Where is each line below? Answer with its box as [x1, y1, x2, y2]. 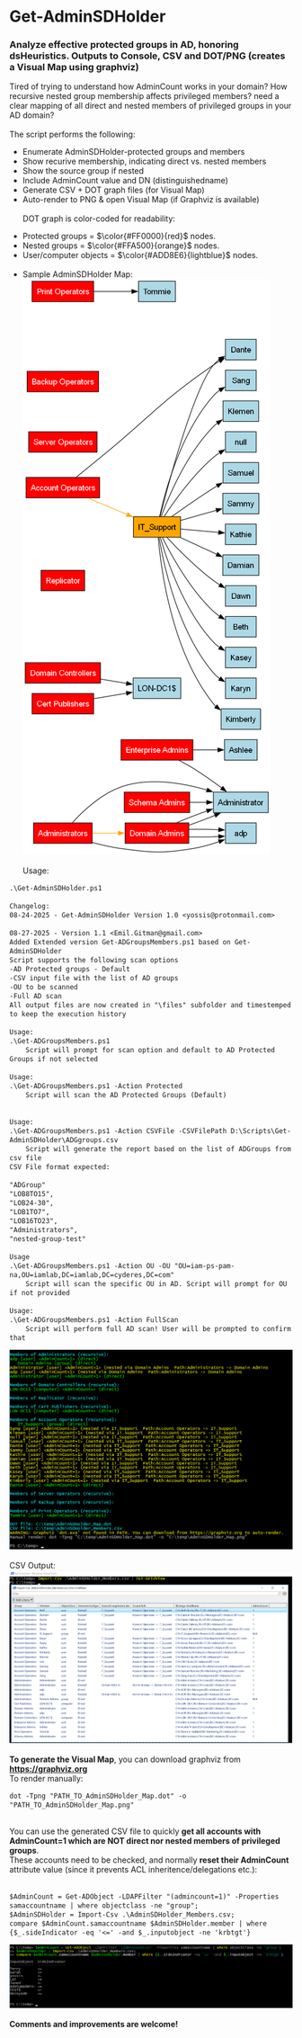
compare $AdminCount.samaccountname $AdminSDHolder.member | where [9, 1918, 268, 1928]
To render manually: [9, 1773, 84, 1783]
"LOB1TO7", [9, 1208, 50, 1217]
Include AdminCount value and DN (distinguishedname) [22, 175, 229, 186]
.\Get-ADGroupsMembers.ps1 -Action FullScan [9, 1316, 179, 1325]
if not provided [9, 1289, 70, 1298]
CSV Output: [9, 1560, 56, 1571]
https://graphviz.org [9, 1763, 88, 1774]
